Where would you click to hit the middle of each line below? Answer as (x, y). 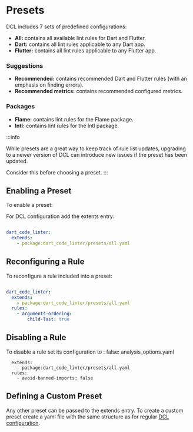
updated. (17, 161)
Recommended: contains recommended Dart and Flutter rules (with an (101, 79)
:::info (13, 137)
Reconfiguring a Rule (45, 262)
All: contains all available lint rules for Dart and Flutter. (80, 38)
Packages (21, 107)
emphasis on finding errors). (49, 85)
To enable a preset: (29, 205)
